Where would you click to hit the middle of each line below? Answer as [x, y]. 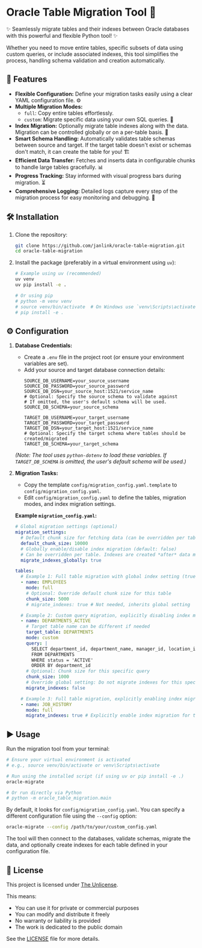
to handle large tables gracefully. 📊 [59, 167]
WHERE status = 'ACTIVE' [62, 660]
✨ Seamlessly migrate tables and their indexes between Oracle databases [98, 29]
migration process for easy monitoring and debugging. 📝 [85, 197]
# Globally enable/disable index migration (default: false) [99, 549]
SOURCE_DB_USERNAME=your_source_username [76, 381]
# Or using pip [34, 296]
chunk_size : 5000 [48, 599]
